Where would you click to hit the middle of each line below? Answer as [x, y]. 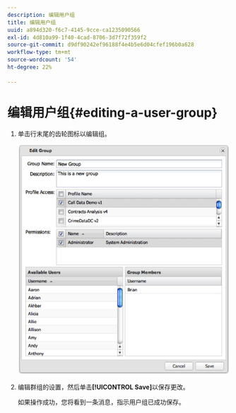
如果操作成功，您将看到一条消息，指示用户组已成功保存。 [101, 402]
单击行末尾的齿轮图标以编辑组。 [64, 134]
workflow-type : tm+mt [39, 52]
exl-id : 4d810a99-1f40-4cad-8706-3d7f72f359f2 [77, 37]
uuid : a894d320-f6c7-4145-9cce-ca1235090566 [74, 30]
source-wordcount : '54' [42, 60]
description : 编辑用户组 [41, 15]
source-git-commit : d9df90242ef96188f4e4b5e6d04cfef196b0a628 [101, 45]
